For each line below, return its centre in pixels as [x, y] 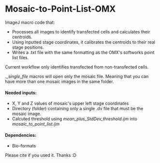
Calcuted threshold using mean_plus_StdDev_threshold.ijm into [75, 119]
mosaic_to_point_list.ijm [36, 124]
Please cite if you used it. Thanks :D [41, 155]
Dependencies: [21, 135]
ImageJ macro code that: [30, 22]
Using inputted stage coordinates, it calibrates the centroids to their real [84, 42]
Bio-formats [24, 146]
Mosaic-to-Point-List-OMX [60, 9]
